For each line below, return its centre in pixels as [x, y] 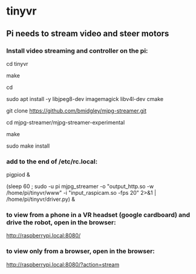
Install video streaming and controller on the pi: [77, 51]
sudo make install [28, 146]
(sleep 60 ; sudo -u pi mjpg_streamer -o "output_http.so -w [80, 186]
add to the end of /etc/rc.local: [52, 161]
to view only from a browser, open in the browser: [81, 251]
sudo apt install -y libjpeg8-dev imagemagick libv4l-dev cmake [85, 99]
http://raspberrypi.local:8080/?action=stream [63, 264]
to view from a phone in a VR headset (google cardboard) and [98, 215]
